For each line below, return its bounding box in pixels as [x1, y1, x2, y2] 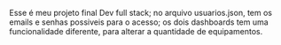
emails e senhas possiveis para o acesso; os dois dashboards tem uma [9, 17, 269, 27]
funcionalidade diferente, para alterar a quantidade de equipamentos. [9, 26, 263, 36]
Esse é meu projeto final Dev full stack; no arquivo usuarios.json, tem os [9, 8, 273, 18]
